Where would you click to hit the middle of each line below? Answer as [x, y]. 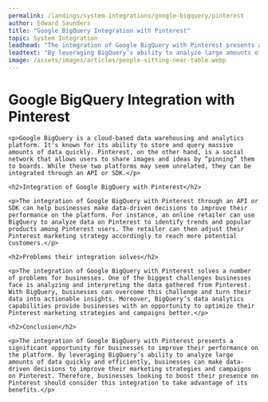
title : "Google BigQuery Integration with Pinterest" [100, 30]
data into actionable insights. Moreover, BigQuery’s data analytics [126, 299]
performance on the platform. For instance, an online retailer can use [132, 215]
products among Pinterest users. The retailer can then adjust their [126, 229]
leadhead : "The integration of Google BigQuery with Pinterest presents [132, 46]
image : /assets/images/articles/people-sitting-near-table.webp [117, 61]
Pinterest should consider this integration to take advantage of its [128, 383]
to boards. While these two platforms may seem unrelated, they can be [130, 166]
